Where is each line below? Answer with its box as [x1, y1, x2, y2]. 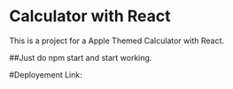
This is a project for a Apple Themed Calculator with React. [9, 35, 224, 46]
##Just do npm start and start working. [9, 52, 152, 63]
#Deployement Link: [9, 69, 82, 80]
